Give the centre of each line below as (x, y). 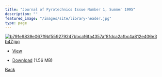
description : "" (21, 14)
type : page (16, 23)
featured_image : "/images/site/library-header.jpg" (58, 18)
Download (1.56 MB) (32, 60)
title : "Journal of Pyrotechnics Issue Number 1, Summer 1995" (70, 9)
